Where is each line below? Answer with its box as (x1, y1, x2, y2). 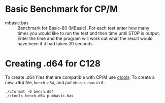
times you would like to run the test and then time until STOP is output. (17, 30, 160, 36)
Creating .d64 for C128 (5, 58, 101, 69)
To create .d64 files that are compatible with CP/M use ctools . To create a (5, 74, 155, 80)
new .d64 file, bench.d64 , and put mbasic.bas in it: (5, 79, 105, 85)
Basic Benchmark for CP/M (5, 3, 118, 15)
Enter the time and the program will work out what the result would (17, 35, 153, 41)
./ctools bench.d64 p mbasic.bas (5, 93, 74, 98)
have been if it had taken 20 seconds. (17, 40, 94, 46)
